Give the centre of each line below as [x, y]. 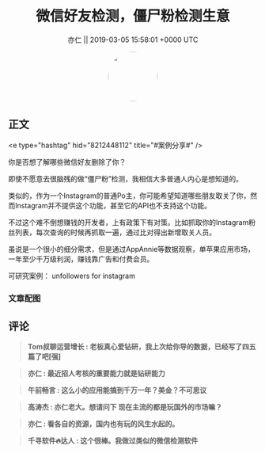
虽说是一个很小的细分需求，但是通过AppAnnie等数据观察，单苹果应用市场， [132, 249]
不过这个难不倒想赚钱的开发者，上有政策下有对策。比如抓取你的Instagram [129, 222]
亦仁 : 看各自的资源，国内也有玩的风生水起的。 [103, 424]
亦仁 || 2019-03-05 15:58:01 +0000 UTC [133, 40]
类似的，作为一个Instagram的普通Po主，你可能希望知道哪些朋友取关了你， [129, 196]
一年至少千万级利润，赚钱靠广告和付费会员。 [81, 259]
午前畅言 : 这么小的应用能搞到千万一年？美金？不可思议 [117, 390]
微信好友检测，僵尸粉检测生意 [132, 16]
